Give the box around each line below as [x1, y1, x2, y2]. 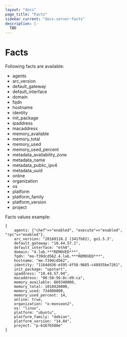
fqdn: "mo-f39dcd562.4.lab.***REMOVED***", [14, 254, 105, 259]
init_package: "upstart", [14, 267, 68, 272]
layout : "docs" [5, 7, 37, 12]
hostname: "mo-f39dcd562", [14, 258, 70, 263]
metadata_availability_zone [12, 152, 67, 158]
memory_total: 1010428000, [14, 284, 70, 289]
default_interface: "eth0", [14, 245, 72, 250]
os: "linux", [14, 306, 41, 311]
